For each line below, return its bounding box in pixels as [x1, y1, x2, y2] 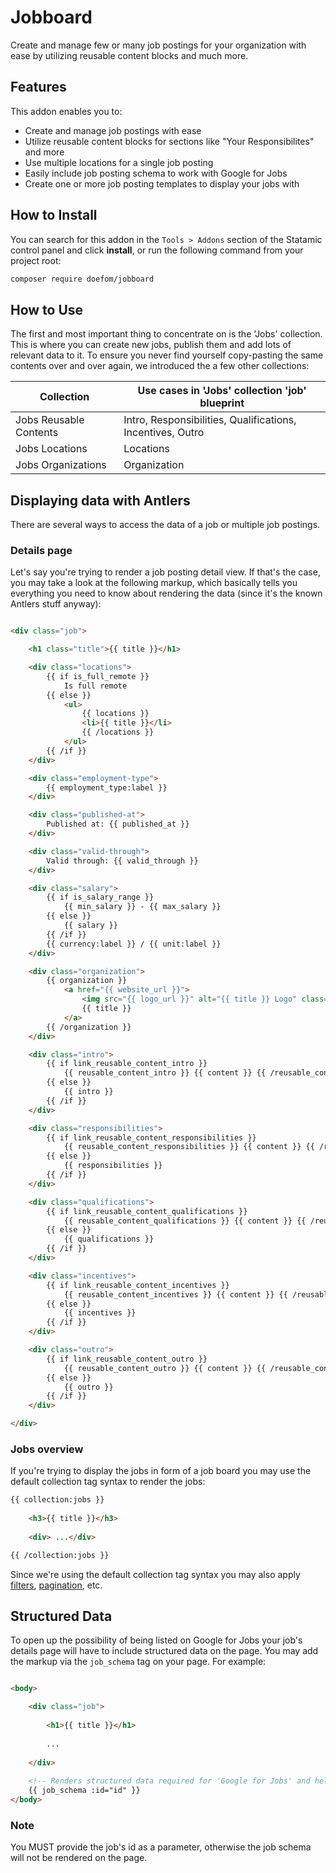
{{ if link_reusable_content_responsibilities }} [46, 1132, 257, 1143]
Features [10, 79, 67, 96]
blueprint [199, 396, 245, 410]
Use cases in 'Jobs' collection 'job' [137, 384, 307, 398]
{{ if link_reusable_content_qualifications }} [46, 1206, 248, 1216]
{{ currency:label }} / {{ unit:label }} [46, 939, 222, 949]
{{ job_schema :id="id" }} [28, 1786, 141, 1796]
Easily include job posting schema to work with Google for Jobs [24, 167, 288, 179]
